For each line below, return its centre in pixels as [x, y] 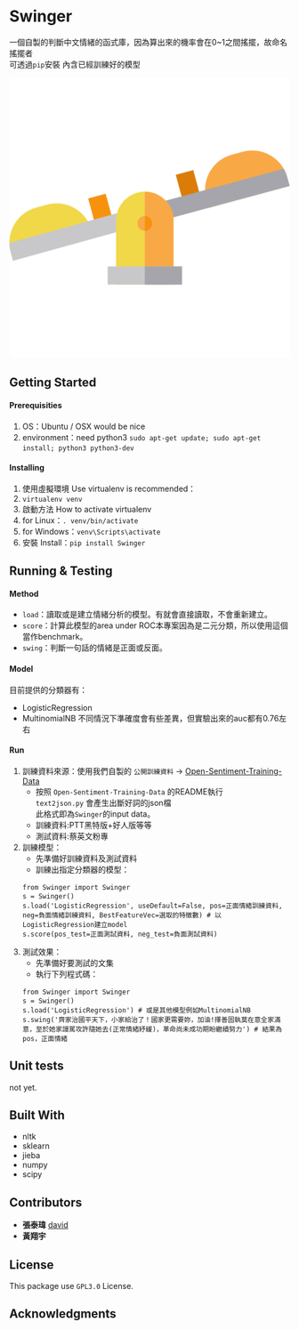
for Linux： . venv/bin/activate [80, 520]
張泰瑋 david [45, 1225]
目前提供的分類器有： [48, 689]
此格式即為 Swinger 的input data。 [95, 814]
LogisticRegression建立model [75, 924]
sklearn [36, 1146]
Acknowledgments [63, 1314]
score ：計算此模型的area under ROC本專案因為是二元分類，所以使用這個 [155, 625]
